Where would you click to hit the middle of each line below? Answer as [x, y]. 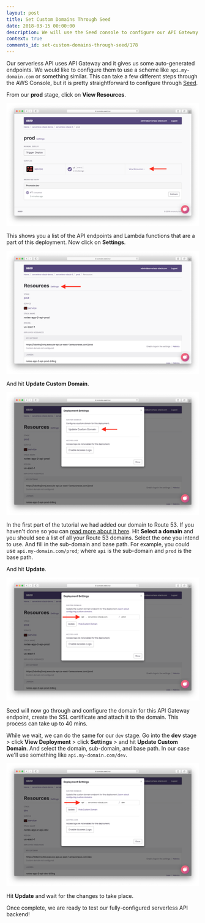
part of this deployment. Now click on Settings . [66, 242]
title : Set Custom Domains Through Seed [59, 19]
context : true [24, 39]
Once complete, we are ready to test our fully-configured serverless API [97, 908]
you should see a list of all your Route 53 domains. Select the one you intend [103, 538]
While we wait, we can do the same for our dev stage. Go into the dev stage [102, 735]
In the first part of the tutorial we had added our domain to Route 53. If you [100, 525]
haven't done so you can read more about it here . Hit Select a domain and [100, 532]
